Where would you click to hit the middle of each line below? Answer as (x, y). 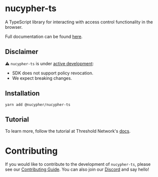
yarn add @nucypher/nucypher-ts (38, 105)
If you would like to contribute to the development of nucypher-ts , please (78, 164)
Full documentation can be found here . (44, 36)
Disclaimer (22, 52)
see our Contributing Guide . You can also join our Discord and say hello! (77, 169)
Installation (22, 94)
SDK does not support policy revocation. (53, 73)
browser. (14, 27)
